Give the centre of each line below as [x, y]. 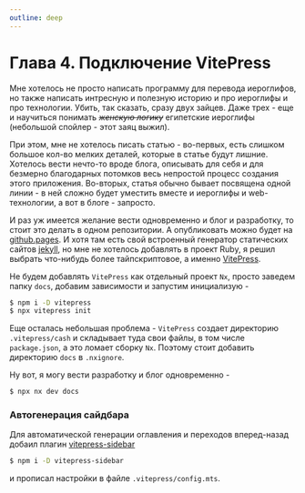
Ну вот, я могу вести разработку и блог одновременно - [120, 375]
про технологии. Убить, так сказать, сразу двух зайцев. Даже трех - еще [152, 107]
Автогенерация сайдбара [69, 415]
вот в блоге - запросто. [110, 202]
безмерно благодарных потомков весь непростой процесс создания [144, 173]
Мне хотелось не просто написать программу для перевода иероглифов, [153, 88]
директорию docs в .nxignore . [67, 357]
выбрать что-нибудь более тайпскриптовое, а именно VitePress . [135, 258]
